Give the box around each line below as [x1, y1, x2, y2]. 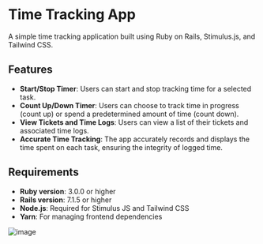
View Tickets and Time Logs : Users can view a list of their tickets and [19, 117, 249, 127]
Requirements [8, 166, 79, 179]
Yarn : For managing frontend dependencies [19, 212, 163, 221]
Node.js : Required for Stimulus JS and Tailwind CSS [19, 203, 190, 212]
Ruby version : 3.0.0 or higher [19, 186, 116, 196]
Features [8, 63, 53, 77]
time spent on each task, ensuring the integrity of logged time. [19, 142, 224, 152]
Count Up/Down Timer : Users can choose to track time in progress [19, 100, 239, 110]
